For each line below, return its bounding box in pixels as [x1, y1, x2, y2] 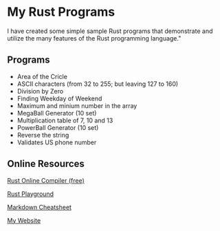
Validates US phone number [16, 138, 97, 146]
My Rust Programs [7, 4, 115, 20]
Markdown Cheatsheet [7, 203, 72, 211]
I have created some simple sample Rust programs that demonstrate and [7, 27, 213, 35]
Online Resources [7, 158, 85, 170]
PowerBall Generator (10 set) [16, 123, 99, 131]
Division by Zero [16, 87, 64, 95]
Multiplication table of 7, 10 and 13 [16, 116, 113, 124]
